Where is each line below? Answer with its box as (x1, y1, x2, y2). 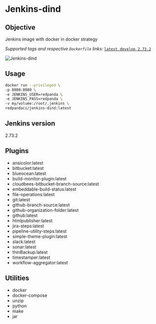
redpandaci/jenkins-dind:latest (5, 106, 71, 111)
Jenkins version (5, 120, 56, 128)
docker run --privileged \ (5, 82, 61, 87)
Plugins (5, 147, 29, 155)
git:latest (12, 197, 31, 202)
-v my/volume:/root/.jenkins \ (5, 101, 69, 106)
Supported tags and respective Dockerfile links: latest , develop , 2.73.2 (5, 46, 152, 51)
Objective (5, 23, 36, 32)
